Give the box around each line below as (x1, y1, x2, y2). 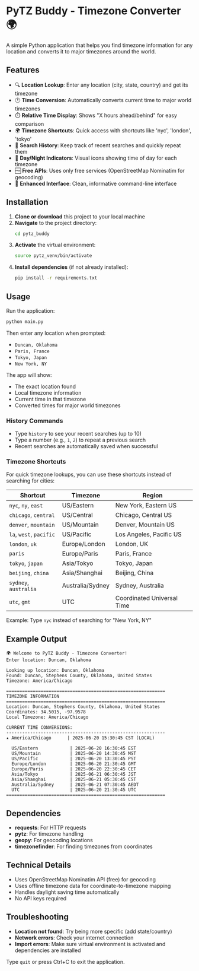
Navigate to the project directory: (14, 219, 97, 226)
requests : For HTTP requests (14, 824, 87, 832)
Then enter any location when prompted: (6, 329, 106, 337)
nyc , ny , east (9, 502, 43, 510)
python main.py (6, 319, 44, 325)
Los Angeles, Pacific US (115, 530, 182, 538)
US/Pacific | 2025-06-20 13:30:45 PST (11, 756, 136, 762)
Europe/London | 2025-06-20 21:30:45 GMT (11, 761, 136, 767)
